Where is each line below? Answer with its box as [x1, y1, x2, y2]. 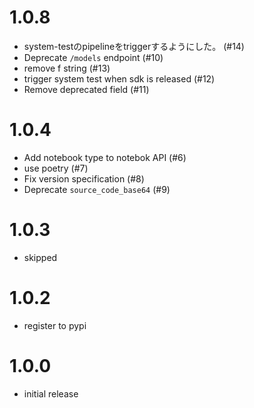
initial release [23, 387, 79, 400]
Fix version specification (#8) [23, 172, 145, 185]
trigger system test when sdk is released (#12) [23, 72, 216, 85]
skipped [23, 251, 58, 263]
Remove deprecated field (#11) [23, 83, 150, 95]
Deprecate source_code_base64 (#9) [23, 183, 171, 195]
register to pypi [23, 319, 87, 331]
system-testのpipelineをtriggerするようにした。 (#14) [23, 40, 245, 52]
